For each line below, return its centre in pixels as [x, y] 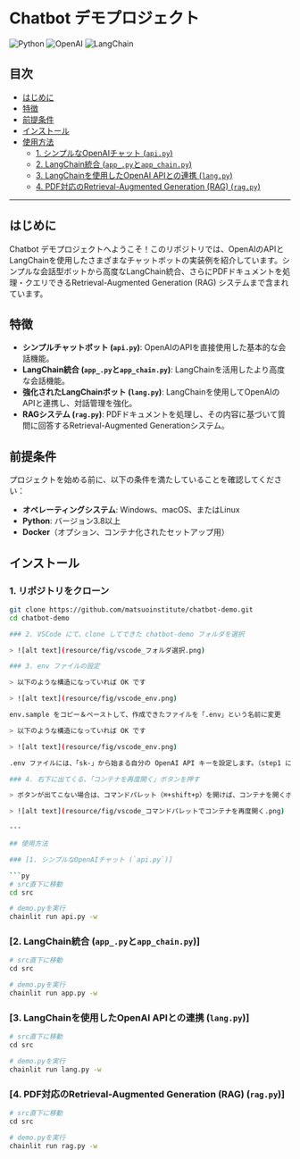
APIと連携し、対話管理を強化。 [79, 404]
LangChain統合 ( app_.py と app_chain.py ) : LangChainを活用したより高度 [154, 370]
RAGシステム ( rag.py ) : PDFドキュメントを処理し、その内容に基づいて [150, 414]
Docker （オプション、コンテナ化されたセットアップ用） [125, 532]
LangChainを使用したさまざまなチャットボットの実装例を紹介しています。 [146, 260]
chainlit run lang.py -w [55, 1069]
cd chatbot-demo [39, 618]
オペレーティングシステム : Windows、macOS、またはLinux [131, 510]
